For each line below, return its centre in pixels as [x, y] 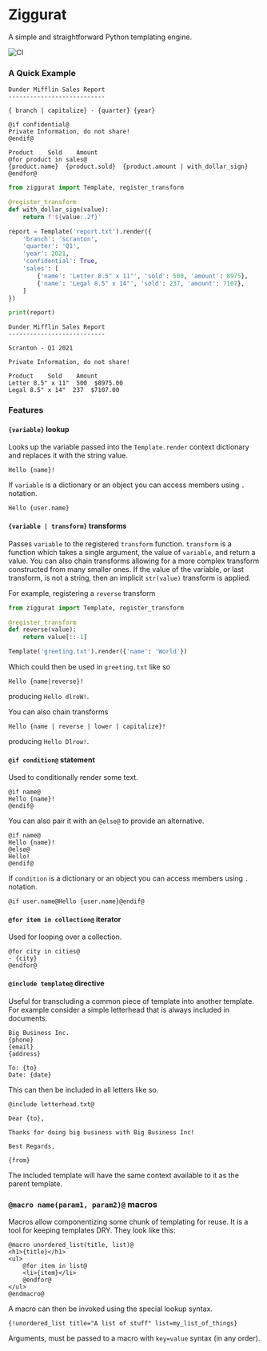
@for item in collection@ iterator [65, 919]
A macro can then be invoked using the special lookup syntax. [111, 1309]
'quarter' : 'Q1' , [52, 246]
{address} [25, 1053]
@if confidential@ [39, 125]
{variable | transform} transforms [68, 526]
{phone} [21, 1040]
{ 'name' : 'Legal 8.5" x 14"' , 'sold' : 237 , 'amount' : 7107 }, [141, 283]
